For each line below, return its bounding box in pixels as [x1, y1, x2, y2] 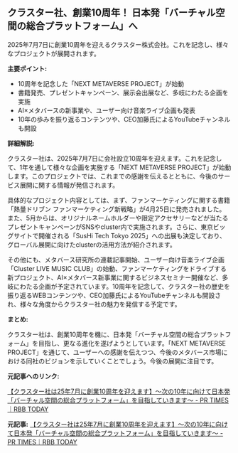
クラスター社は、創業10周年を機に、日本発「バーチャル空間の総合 [7, 330, 200, 339]
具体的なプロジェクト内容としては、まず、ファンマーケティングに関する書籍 [7, 196, 231, 204]
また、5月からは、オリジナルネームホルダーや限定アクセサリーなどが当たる [7, 213, 229, 222]
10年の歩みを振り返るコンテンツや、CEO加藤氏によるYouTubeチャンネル [17, 114, 231, 123]
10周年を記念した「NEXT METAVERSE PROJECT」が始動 [17, 79, 185, 87]
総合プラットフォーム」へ [26, 20, 139, 32]
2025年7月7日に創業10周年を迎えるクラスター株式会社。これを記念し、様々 [7, 40, 229, 48]
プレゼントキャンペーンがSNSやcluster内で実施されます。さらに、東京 [7, 223, 213, 231]
